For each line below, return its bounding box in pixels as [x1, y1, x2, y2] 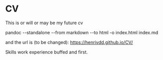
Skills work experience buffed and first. [5, 49, 88, 55]
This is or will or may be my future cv [5, 20, 83, 26]
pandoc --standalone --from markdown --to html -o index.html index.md [5, 29, 158, 35]
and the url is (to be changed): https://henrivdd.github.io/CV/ [5, 39, 133, 45]
